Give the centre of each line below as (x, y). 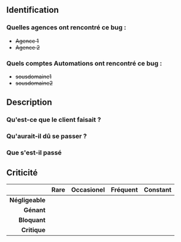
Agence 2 (28, 47)
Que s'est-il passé (34, 153)
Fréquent (124, 189)
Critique (33, 230)
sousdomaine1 (33, 77)
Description (29, 103)
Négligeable (28, 200)
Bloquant (32, 220)
